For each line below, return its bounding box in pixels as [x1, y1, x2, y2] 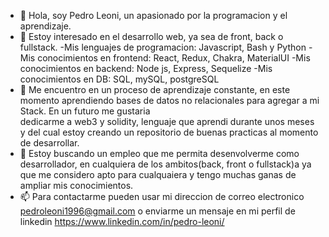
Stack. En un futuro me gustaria [19, 105, 151, 117]
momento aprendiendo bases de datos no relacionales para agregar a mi [19, 95, 320, 106]
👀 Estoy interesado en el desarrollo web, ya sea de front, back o [19, 31, 284, 42]
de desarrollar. [19, 137, 80, 149]
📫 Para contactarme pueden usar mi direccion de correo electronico [19, 191, 305, 202]
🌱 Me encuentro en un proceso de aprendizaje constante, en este [19, 84, 291, 95]
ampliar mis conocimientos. [19, 180, 134, 191]
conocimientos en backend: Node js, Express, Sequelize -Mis [19, 63, 273, 74]
